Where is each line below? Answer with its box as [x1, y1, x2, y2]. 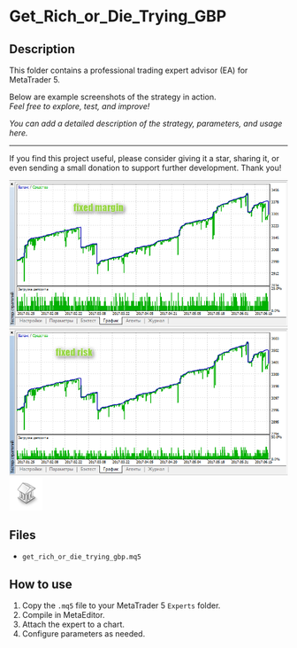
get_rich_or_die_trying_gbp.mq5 [21, 552, 141, 562]
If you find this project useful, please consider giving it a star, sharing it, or [9, 153, 280, 163]
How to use [9, 576, 72, 591]
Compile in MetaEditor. [21, 610, 105, 621]
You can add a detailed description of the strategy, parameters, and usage [9, 118, 283, 129]
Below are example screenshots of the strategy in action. [9, 91, 217, 102]
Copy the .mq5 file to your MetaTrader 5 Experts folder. [21, 600, 221, 611]
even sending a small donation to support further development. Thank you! [9, 162, 282, 173]
